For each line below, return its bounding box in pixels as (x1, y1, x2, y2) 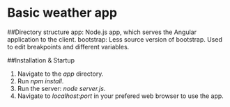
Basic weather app (7, 5, 117, 21)
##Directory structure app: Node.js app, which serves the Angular (7, 28, 197, 36)
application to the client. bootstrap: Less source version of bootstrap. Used (7, 35, 223, 43)
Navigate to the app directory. (17, 69, 104, 78)
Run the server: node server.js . (17, 84, 106, 92)
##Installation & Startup (7, 56, 75, 64)
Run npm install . (17, 76, 64, 85)
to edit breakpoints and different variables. (7, 42, 130, 51)
